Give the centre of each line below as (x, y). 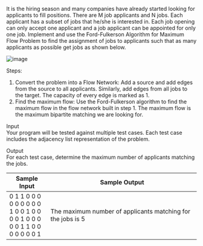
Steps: (14, 71)
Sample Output (122, 182)
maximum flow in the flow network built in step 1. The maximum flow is (103, 108)
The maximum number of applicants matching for (121, 211)
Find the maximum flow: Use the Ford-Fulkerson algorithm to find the (101, 102)
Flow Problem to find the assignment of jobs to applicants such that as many (101, 41)
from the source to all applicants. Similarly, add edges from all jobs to (101, 89)
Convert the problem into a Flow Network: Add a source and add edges (104, 82)
